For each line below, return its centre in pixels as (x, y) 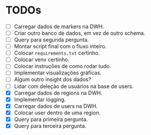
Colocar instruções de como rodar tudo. (63, 66)
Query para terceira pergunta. (50, 126)
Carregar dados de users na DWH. (56, 106)
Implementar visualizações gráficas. (58, 73)
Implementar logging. (40, 99)
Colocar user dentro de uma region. (57, 113)
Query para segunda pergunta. (51, 40)
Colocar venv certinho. (42, 60)
